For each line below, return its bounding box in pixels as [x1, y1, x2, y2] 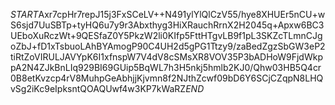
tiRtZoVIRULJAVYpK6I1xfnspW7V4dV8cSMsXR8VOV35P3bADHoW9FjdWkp [10, 51, 323, 63]
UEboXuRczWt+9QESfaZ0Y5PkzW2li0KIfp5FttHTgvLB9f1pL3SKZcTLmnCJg [10, 30, 323, 41]
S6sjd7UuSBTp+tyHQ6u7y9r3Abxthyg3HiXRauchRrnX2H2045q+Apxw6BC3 [10, 19, 325, 31]
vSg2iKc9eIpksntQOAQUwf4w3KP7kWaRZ [10, 83, 187, 94]
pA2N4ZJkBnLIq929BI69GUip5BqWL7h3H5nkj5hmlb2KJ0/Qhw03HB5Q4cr [10, 62, 322, 73]
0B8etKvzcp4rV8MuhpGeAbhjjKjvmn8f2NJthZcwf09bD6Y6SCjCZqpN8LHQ [10, 72, 324, 84]
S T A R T [10, 9, 39, 20]
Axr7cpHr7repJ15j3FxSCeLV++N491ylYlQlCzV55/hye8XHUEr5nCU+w [38, 9, 326, 20]
